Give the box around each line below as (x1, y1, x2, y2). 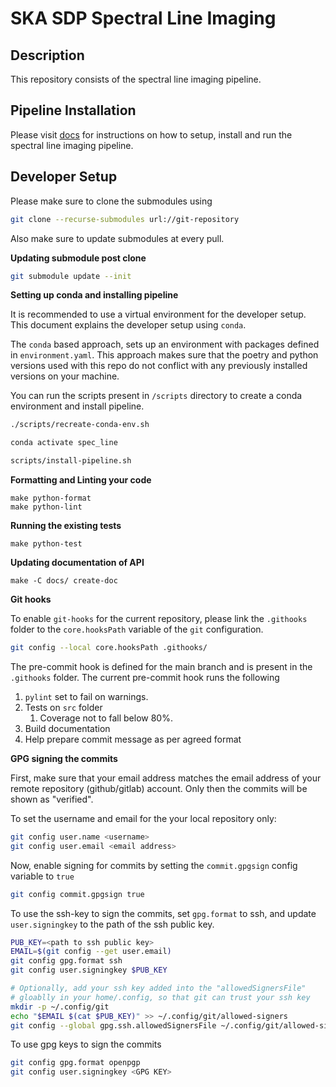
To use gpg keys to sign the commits (10, 1038, 162, 1051)
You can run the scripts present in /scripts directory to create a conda (10, 390, 303, 402)
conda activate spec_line (10, 438, 118, 448)
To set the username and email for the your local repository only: (10, 812, 277, 824)
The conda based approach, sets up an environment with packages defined (10, 338, 320, 351)
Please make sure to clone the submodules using (10, 195, 213, 207)
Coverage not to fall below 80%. (39, 712, 173, 724)
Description (10, 47, 85, 64)
